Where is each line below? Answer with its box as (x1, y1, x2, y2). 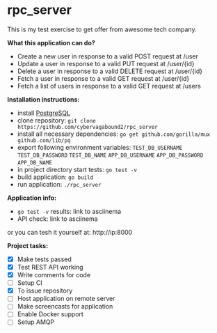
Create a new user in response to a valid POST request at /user (17, 52, 198, 61)
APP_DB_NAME (17, 159, 52, 166)
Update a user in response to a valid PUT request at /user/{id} (17, 59, 195, 68)
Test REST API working (17, 263, 83, 271)
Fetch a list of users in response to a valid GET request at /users (17, 82, 202, 90)
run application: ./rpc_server (17, 180, 102, 188)
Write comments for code (17, 271, 91, 279)
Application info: (7, 194, 57, 202)
